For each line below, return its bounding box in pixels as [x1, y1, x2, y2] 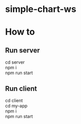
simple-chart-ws [5, 3, 77, 15]
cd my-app [5, 103, 28, 109]
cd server [5, 59, 25, 65]
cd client [5, 98, 23, 103]
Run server [5, 46, 40, 54]
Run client [5, 84, 37, 93]
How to [5, 26, 35, 38]
